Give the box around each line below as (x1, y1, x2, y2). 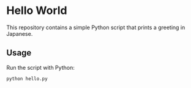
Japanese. (6, 30, 33, 37)
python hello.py (6, 75, 48, 82)
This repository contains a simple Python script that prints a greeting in (6, 24, 185, 31)
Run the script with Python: (6, 64, 75, 71)
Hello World (6, 4, 67, 18)
